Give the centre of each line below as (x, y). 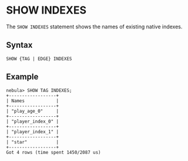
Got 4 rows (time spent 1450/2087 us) (53, 152)
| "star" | (33, 142)
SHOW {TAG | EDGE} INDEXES (39, 59)
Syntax (19, 45)
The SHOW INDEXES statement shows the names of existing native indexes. (94, 27)
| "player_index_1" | (33, 132)
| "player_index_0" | (33, 121)
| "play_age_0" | (33, 111)
